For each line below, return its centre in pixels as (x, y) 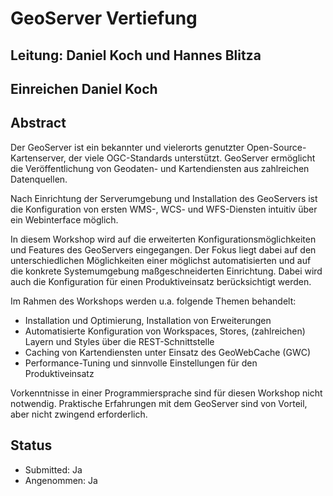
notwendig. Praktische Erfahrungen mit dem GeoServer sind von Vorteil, (159, 403)
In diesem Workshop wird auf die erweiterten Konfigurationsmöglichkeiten (163, 239)
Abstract (38, 123)
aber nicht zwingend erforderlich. (79, 414)
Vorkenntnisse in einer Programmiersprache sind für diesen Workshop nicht (166, 393)
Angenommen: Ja (61, 480)
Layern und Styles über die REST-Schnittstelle (119, 341)
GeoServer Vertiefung (104, 18)
